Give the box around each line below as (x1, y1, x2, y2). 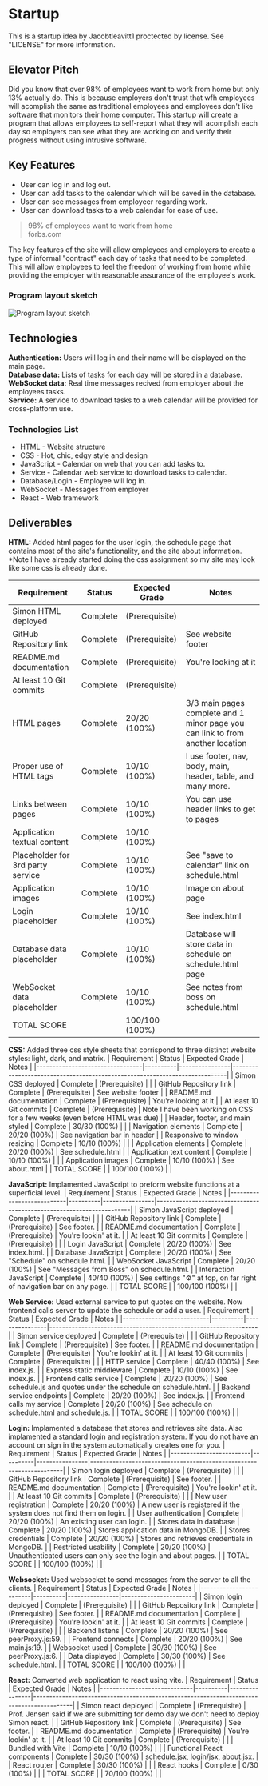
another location (185, 737, 247, 748)
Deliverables (8, 516, 73, 530)
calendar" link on (185, 859, 250, 871)
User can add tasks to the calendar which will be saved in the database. (19, 188, 257, 198)
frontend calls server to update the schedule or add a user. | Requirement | (8, 1305, 254, 1315)
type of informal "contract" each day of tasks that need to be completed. (8, 253, 248, 262)
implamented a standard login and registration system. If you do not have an (8, 1432, 259, 1441)
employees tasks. (8, 386, 66, 396)
